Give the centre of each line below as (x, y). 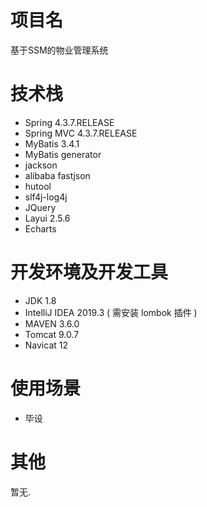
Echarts (40, 228)
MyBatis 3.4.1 (52, 143)
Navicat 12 (46, 345)
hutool (38, 186)
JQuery (40, 207)
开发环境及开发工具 (89, 272)
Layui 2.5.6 (47, 218)
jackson (41, 165)
